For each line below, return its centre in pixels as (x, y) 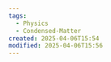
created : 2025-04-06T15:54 (54, 38)
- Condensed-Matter (49, 31)
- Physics (32, 23)
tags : (17, 16)
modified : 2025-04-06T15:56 (56, 46)
